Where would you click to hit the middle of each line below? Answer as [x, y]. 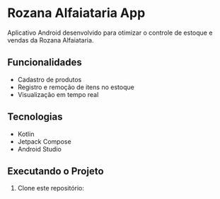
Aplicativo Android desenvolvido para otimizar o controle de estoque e [110, 33]
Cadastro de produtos [50, 79]
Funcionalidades [45, 63]
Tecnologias [35, 117]
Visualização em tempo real [58, 94]
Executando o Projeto [56, 171]
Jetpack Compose [45, 141]
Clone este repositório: [51, 188]
